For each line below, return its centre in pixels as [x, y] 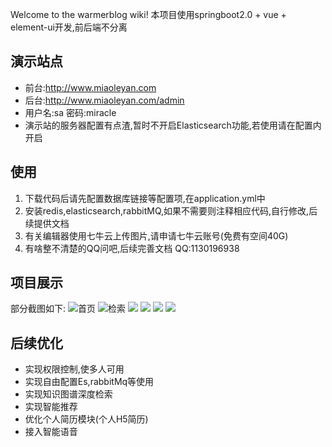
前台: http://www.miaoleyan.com [90, 87]
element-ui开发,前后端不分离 [69, 27]
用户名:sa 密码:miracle [70, 112]
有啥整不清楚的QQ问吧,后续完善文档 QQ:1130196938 [132, 248]
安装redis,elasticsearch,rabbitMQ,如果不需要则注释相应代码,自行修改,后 [171, 210]
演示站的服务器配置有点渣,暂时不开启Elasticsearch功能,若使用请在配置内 [173, 125]
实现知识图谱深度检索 [68, 394]
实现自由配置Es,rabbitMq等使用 [89, 382]
